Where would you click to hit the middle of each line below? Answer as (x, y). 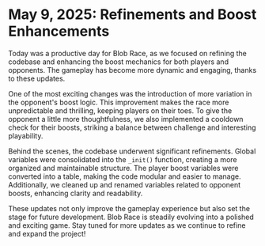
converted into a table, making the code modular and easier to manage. (125, 176)
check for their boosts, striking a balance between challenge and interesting (132, 127)
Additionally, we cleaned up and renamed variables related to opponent (125, 184)
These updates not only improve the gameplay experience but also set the (129, 208)
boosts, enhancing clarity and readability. (76, 193)
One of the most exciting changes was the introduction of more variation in (130, 93)
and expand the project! (47, 233)
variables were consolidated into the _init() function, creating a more (123, 159)
